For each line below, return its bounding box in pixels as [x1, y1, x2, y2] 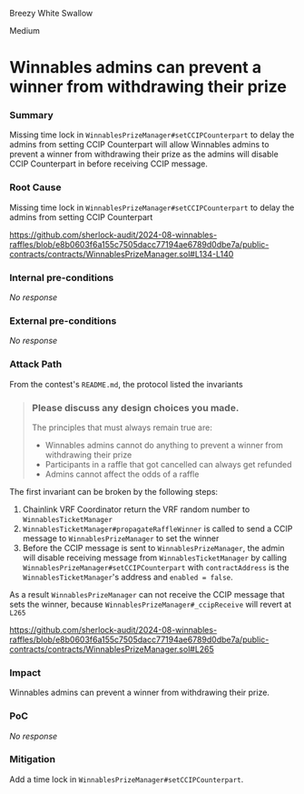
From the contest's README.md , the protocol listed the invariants [9, 378, 243, 389]
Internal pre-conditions [9, 271, 114, 284]
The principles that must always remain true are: [31, 422, 213, 433]
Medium [9, 25, 41, 35]
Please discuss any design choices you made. [31, 401, 240, 414]
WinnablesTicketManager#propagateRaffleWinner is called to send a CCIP [22, 523, 293, 534]
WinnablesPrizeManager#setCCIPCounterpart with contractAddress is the [22, 561, 289, 572]
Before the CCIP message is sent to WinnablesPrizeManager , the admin [22, 542, 285, 553]
